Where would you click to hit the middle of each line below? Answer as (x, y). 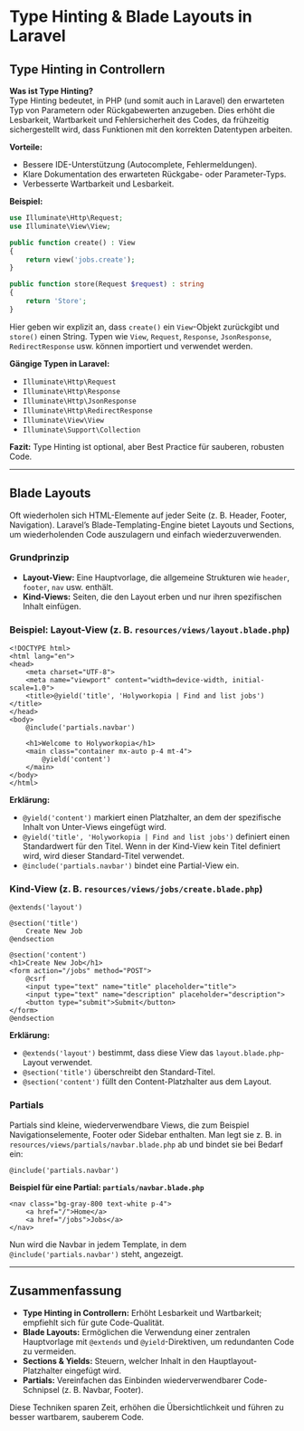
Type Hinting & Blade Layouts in (131, 17)
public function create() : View (72, 243)
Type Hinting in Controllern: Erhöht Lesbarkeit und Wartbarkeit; (142, 1312)
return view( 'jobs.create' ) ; (81, 260)
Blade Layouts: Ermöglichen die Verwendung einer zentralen (136, 1331)
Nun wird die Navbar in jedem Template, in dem (98, 1244)
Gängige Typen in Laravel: (60, 363)
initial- (248, 681)
